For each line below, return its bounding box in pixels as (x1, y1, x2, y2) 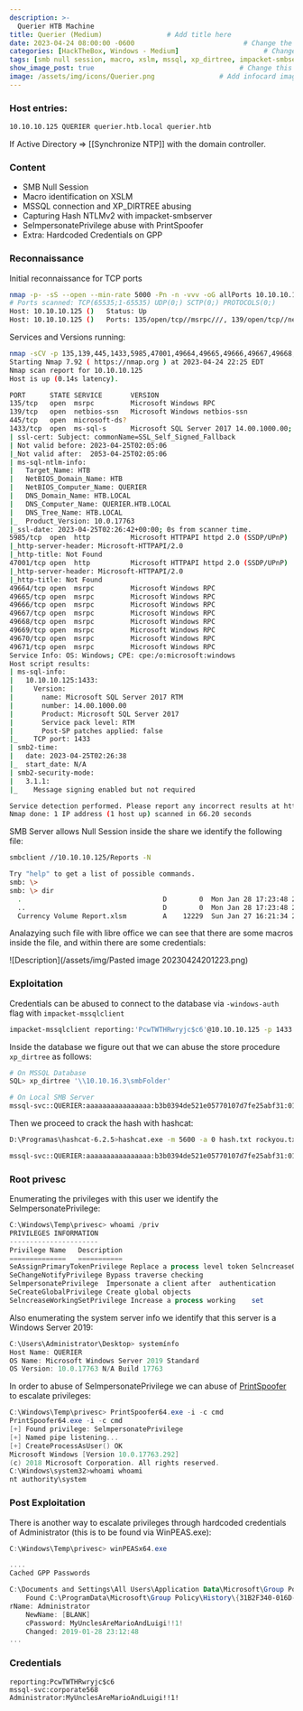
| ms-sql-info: (9, 667, 67, 677)
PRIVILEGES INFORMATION (9, 1229, 99, 1238)
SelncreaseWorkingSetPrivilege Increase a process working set (9, 1296, 264, 1305)
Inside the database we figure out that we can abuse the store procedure (9, 1041, 280, 1052)
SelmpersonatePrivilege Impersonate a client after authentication (9, 1279, 277, 1288)
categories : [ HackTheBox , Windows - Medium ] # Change (9, 47, 297, 56)
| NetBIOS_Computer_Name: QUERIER (9, 483, 147, 492)
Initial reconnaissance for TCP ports (9, 273, 142, 284)
